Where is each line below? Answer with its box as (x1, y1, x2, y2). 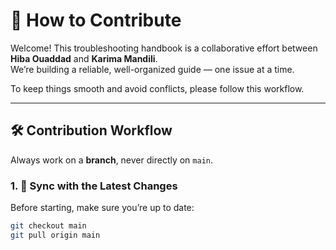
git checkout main (10, 221, 87, 231)
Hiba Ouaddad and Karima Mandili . (10, 52, 158, 64)
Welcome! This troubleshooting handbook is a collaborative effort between (10, 42, 318, 54)
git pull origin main (10, 230, 101, 240)
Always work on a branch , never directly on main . (10, 154, 214, 166)
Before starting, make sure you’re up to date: (10, 202, 195, 214)
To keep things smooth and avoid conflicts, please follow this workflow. (10, 82, 305, 94)
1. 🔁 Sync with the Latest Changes (10, 179, 178, 193)
